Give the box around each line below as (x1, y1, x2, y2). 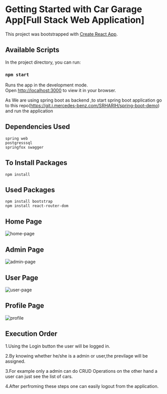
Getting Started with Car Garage (5, 4, 142, 15)
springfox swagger (5, 145, 44, 150)
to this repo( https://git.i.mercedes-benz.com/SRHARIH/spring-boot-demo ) (5, 103, 160, 109)
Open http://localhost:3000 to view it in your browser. (5, 87, 117, 94)
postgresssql (5, 140, 33, 145)
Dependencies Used (5, 122, 70, 131)
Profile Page (5, 301, 44, 310)
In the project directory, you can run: (5, 59, 81, 65)
